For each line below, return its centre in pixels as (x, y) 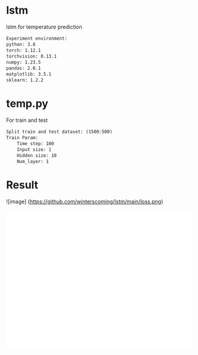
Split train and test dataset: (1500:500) (59, 131)
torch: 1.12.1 (24, 50)
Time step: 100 (36, 143)
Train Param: (22, 137)
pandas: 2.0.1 (24, 68)
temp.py (27, 104)
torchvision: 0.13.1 (32, 56)
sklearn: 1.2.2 (25, 80)
